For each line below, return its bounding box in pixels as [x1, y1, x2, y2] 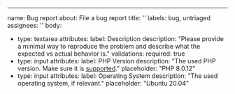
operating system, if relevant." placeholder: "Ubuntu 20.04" [17, 79, 190, 87]
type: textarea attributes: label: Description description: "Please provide [17, 35, 224, 42]
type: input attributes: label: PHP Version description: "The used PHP [17, 57, 216, 65]
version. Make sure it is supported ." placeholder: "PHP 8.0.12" [17, 64, 196, 72]
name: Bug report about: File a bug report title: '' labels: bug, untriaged [7, 14, 211, 22]
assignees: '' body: [7, 22, 62, 29]
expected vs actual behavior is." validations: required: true [17, 49, 185, 58]
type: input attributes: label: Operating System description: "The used [17, 72, 218, 80]
